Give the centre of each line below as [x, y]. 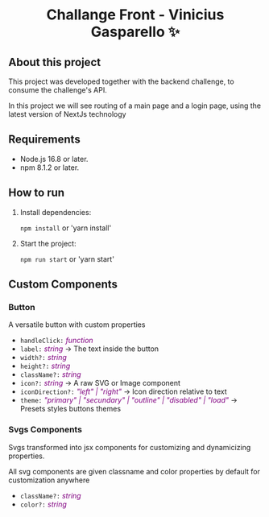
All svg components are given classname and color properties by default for [134, 471]
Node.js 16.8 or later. [54, 159]
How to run [37, 193]
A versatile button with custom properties [77, 325]
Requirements [44, 140]
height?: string [45, 366]
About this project [55, 62]
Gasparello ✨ [135, 32]
